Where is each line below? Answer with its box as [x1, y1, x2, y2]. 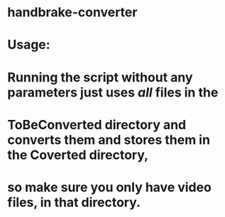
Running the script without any [7, 69, 193, 85]
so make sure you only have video [7, 179, 212, 195]
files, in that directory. [7, 194, 141, 210]
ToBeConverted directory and [7, 116, 187, 133]
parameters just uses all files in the [7, 84, 219, 100]
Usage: [7, 37, 51, 53]
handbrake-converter [7, 4, 138, 21]
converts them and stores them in [7, 132, 211, 148]
